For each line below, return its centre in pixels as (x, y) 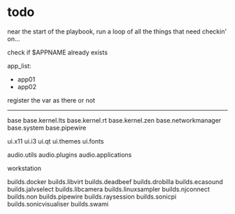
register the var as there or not (51, 100)
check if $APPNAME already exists (58, 52)
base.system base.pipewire (47, 128)
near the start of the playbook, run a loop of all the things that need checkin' (117, 31)
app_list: (19, 66)
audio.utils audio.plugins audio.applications (70, 155)
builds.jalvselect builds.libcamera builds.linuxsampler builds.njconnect (108, 189)
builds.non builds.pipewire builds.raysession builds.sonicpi (92, 197)
